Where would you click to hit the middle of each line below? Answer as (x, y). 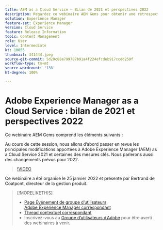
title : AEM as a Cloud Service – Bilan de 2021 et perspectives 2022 (77, 9)
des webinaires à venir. (47, 223)
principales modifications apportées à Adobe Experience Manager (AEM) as (81, 149)
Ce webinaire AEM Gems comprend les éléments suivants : (64, 135)
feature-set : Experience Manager (39, 23)
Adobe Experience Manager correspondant (67, 207)
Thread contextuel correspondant (58, 212)
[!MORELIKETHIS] (35, 193)
